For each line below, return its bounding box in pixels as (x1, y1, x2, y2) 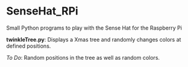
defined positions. (6, 42, 51, 49)
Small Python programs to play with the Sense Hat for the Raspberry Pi (6, 24, 183, 31)
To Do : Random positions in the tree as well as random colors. (6, 54, 160, 61)
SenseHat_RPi (6, 4, 78, 18)
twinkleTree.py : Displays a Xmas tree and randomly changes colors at (6, 36, 181, 43)
